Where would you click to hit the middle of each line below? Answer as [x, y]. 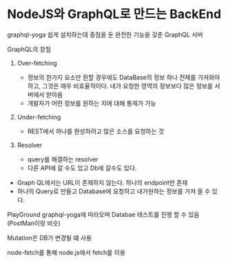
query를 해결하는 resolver [63, 159]
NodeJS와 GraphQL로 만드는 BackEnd [114, 14]
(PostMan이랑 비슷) [34, 223]
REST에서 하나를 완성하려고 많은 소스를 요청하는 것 [96, 131]
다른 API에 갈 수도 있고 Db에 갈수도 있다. [82, 168]
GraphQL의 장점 [29, 49]
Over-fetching [37, 63]
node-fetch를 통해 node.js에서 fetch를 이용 [66, 252]
